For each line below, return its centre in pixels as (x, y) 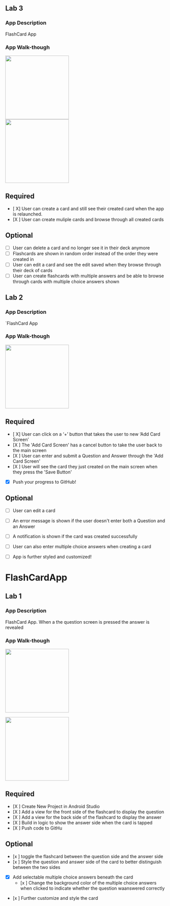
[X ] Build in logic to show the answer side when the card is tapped (82, 822)
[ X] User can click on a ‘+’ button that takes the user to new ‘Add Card (87, 434)
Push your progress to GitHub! (44, 482)
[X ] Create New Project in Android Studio (56, 806)
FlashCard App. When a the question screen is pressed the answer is (77, 622)
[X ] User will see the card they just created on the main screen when (85, 466)
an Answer (24, 526)
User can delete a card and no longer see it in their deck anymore (81, 248)
